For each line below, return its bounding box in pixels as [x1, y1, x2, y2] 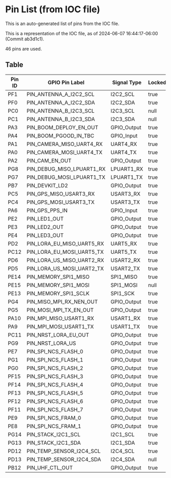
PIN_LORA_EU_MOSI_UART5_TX [26, 248, 104, 255]
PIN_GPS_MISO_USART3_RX [26, 190, 95, 197]
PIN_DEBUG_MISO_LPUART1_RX [26, 165, 106, 172]
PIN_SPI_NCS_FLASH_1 [26, 356, 83, 363]
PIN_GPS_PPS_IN [26, 207, 68, 214]
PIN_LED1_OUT [26, 215, 64, 222]
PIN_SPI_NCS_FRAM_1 [26, 422, 81, 429]
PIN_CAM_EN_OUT [26, 157, 72, 164]
